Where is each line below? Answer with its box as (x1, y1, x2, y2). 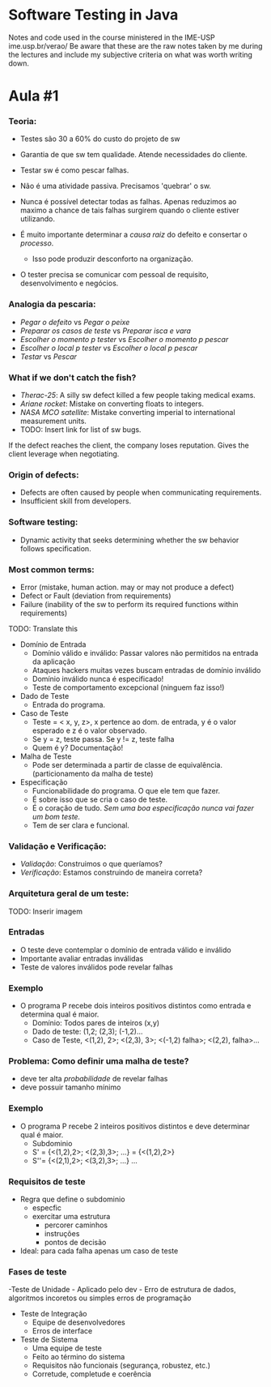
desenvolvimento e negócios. (19, 278, 119, 289)
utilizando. (19, 214, 55, 224)
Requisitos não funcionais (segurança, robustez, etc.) (32, 1360, 210, 1371)
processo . (19, 238, 54, 248)
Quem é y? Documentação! (32, 743, 124, 752)
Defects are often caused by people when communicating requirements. (19, 488, 262, 498)
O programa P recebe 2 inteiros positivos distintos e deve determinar (19, 1121, 250, 1131)
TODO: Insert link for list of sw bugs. (19, 425, 142, 435)
